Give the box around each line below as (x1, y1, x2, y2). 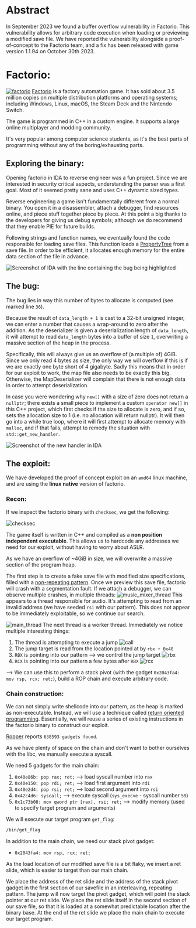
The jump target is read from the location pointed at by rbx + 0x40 (14, 645, 174, 652)
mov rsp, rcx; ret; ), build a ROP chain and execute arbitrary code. (6, 675, 169, 682)
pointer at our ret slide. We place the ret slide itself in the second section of (6, 896, 187, 903)
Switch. (6, 106, 24, 113)
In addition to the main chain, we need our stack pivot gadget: (6, 837, 155, 844)
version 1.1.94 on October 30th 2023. (6, 47, 95, 54)
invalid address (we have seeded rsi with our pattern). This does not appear (6, 603, 190, 610)
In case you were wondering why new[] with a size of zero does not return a (6, 393, 188, 400)
